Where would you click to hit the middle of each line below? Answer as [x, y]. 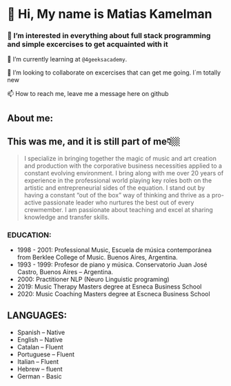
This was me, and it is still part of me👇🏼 [94, 142]
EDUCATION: [29, 235]
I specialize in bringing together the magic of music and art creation [120, 158]
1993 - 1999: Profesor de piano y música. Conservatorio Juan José [112, 264]
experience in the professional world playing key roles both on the [118, 180]
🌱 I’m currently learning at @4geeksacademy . [67, 59]
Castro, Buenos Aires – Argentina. [65, 271]
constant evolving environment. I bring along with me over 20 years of [124, 173]
